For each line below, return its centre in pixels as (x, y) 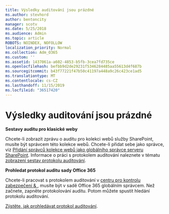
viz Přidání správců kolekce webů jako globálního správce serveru (74, 150)
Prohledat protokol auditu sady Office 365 (50, 170)
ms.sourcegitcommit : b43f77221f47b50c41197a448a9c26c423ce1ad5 (74, 72)
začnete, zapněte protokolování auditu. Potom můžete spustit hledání (78, 191)
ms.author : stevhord (27, 15)
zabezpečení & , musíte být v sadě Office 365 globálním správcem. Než (80, 186)
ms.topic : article (25, 39)
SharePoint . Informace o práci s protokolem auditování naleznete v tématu (83, 155)
